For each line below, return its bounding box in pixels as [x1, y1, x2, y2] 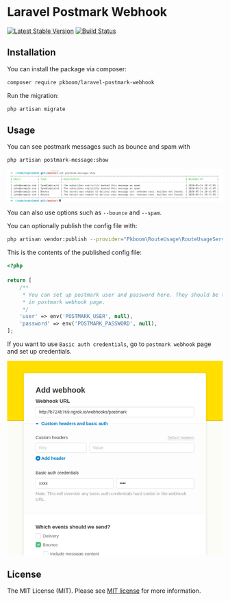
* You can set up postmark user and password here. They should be [22, 291, 219, 298]
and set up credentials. [7, 347, 72, 356]
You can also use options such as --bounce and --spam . [7, 208, 162, 217]
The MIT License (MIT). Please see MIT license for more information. [7, 587, 201, 595]
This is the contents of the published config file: [7, 248, 142, 257]
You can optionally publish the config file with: [7, 222, 138, 230]
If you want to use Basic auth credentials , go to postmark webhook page [7, 340, 212, 348]
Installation [7, 47, 56, 58]
